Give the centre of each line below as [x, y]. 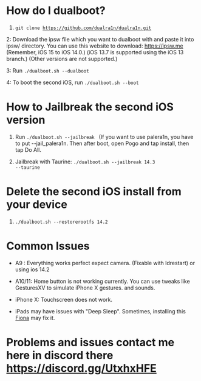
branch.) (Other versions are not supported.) [62, 59]
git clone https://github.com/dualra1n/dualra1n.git [83, 28]
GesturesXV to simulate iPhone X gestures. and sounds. [85, 288]
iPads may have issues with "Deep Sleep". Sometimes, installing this [101, 311]
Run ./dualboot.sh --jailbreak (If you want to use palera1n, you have [104, 137]
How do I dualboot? [56, 11]
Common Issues [48, 246]
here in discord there [60, 355]
